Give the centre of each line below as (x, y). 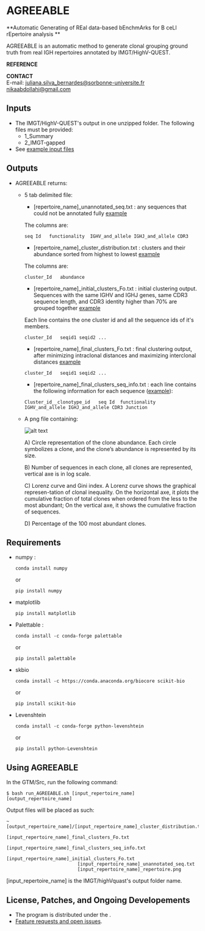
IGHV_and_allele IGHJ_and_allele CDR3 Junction (86, 407)
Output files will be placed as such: (50, 810)
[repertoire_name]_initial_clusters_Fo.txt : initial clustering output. (115, 289)
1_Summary (39, 136)
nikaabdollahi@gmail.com (39, 89)
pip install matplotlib (45, 614)
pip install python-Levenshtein (56, 749)
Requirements (34, 543)
